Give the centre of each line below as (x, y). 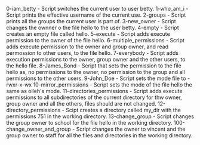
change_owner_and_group (39, 129)
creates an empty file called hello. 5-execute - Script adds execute (88, 34)
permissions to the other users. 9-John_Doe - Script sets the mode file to (96, 78)
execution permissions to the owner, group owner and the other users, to (96, 59)
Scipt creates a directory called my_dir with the (123, 110)
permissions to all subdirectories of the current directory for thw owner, (94, 97)
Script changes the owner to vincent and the (131, 129)
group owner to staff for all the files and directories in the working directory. (99, 135)
